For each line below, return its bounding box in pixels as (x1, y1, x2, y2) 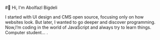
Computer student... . (5, 30, 48, 35)
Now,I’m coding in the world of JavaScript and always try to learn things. (5, 24, 152, 30)
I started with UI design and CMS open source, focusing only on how (5, 14, 144, 20)
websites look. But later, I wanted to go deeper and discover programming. (5, 20, 156, 25)
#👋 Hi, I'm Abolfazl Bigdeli (5, 5, 58, 10)
